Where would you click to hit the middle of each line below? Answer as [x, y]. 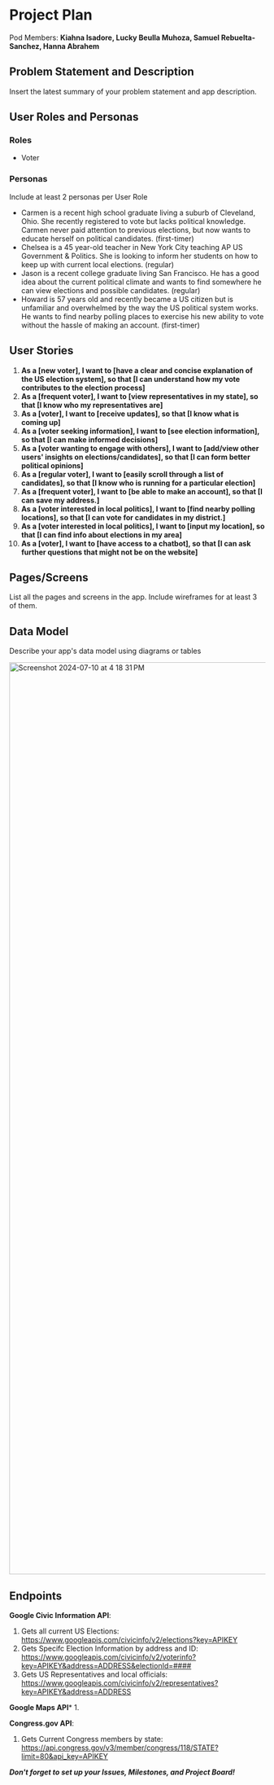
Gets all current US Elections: [70, 1631]
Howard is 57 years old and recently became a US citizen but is [127, 299]
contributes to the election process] [83, 388]
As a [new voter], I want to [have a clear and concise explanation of [137, 370]
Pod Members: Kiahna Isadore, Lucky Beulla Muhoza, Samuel [115, 37]
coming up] [41, 422]
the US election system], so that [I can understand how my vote [130, 379]
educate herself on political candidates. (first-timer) [107, 239]
